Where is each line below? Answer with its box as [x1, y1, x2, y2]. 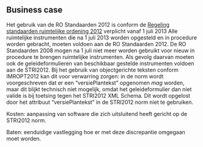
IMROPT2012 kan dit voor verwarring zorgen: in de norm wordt [6, 72, 164, 80]
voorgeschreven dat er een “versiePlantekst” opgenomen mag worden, [6, 79, 185, 86]
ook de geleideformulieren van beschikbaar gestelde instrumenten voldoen [6, 60, 194, 67]
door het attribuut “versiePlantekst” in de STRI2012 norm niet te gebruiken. [6, 98, 193, 106]
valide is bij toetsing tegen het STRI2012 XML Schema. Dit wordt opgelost [6, 92, 190, 99]
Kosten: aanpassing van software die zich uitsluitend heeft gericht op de [6, 110, 187, 117]
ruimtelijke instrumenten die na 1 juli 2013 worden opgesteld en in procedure [6, 33, 198, 41]
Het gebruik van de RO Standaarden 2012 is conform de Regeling [6, 21, 170, 28]
